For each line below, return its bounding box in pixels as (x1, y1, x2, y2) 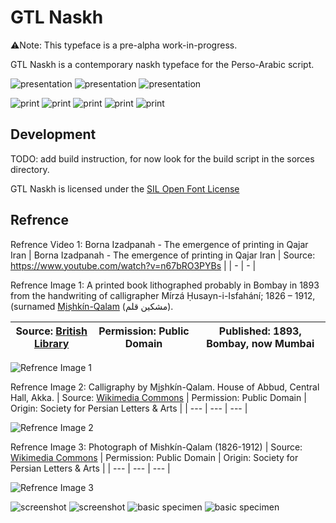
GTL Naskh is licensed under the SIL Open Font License (10, 182, 240, 195)
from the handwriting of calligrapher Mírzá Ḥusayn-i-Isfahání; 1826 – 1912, (10, 289, 316, 301)
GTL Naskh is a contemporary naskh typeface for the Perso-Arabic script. (10, 58, 315, 70)
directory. (10, 163, 50, 175)
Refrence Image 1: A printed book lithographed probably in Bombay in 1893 (10, 279, 320, 291)
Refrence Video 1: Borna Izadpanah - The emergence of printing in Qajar (10, 238, 309, 250)
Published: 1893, (218, 324, 302, 338)
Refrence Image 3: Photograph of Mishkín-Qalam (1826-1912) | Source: (10, 441, 303, 453)
